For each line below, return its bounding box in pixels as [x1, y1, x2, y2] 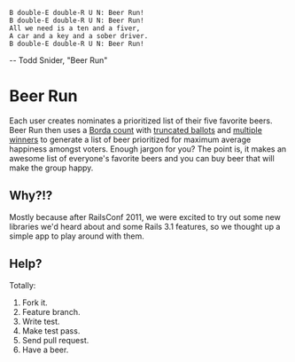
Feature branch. [21, 306, 81, 317]
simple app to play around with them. [9, 231, 144, 241]
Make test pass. [21, 325, 81, 336]
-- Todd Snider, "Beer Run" [9, 55, 108, 66]
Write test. [21, 316, 60, 327]
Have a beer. [21, 344, 69, 355]
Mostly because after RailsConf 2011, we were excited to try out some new [9, 211, 281, 222]
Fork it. [21, 297, 49, 308]
